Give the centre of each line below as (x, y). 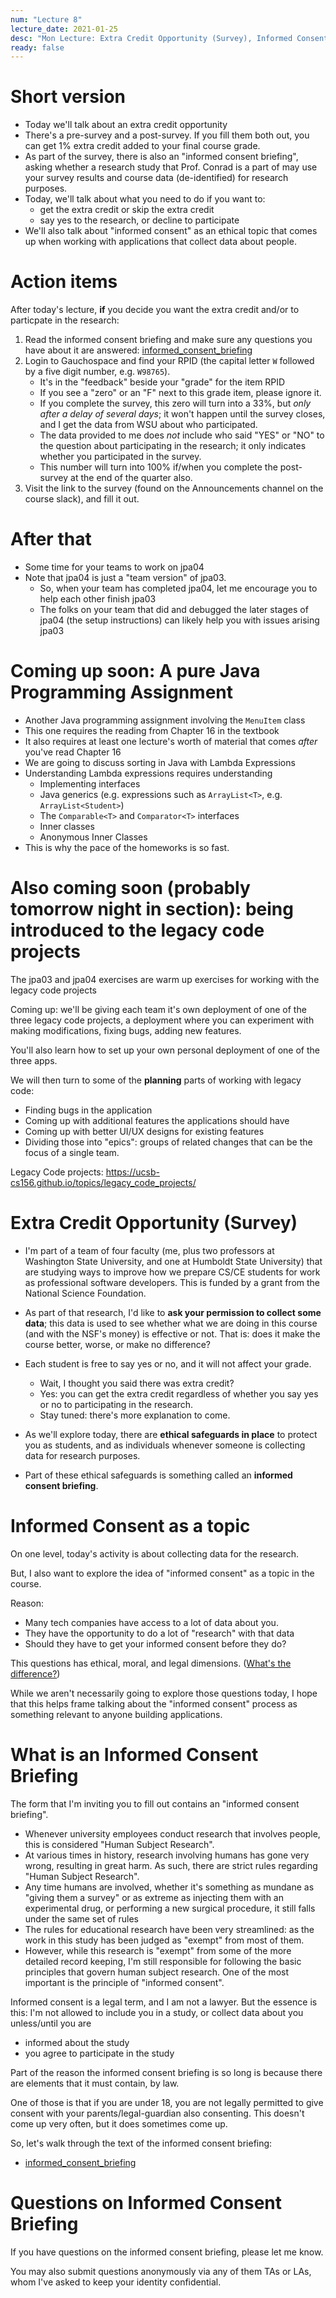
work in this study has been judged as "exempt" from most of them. (164, 1940)
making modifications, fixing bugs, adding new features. (126, 1030)
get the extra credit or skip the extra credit (127, 210)
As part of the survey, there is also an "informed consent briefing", (161, 157)
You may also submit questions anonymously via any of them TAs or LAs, (161, 2271)
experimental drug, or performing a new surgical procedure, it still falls (170, 1908)
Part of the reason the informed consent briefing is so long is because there (166, 2072)
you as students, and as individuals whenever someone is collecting (165, 1445)
